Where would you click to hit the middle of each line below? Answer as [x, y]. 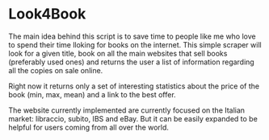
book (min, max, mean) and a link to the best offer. [92, 94]
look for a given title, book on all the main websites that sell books [118, 53]
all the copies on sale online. [56, 70]
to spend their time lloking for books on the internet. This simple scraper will [135, 44]
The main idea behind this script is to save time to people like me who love [132, 36]
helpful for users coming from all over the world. [89, 127]
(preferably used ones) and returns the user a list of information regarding [131, 62]
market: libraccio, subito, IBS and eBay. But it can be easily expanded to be [133, 118]
